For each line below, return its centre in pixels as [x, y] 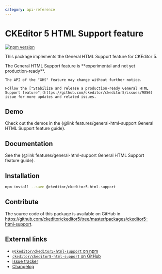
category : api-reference [30, 9]
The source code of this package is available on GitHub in [63, 213]
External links [26, 239]
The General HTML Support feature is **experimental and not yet [70, 65]
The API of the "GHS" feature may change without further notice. [73, 80]
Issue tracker [25, 261]
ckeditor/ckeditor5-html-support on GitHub [56, 256]
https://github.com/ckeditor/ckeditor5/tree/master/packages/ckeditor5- [76, 219]
